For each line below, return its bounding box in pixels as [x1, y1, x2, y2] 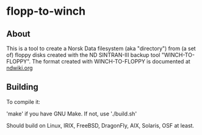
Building [6, 82, 38, 92]
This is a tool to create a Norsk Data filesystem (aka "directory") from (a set [6, 45, 197, 52]
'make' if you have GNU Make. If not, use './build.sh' [6, 110, 137, 117]
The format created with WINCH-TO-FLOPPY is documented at [32, 58, 190, 65]
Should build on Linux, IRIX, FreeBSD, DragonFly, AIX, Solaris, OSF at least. [6, 122, 194, 129]
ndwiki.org [6, 64, 33, 71]
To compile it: [6, 98, 41, 105]
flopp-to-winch [6, 4, 86, 18]
